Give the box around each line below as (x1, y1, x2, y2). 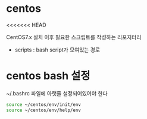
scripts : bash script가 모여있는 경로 (14, 46, 100, 53)
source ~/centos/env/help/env (6, 107, 82, 113)
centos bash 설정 (6, 69, 90, 83)
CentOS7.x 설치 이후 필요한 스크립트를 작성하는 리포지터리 (6, 33, 142, 40)
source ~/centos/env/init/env (6, 101, 82, 108)
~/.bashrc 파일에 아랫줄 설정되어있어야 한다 (6, 89, 108, 97)
